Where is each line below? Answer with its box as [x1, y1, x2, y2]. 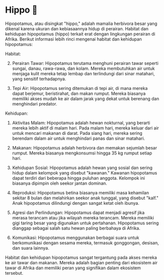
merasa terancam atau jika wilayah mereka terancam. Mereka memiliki [12, 215, 154, 220]
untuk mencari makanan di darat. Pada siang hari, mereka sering [12, 130, 143, 136]
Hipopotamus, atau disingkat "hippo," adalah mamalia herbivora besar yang [5, 21, 158, 26]
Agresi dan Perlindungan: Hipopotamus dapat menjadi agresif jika [12, 210, 145, 215]
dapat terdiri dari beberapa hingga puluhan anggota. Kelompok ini [12, 175, 145, 181]
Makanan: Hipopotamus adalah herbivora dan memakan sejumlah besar [12, 145, 158, 151]
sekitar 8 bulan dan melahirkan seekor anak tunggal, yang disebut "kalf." [12, 195, 159, 201]
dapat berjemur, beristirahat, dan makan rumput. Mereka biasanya [12, 90, 146, 96]
